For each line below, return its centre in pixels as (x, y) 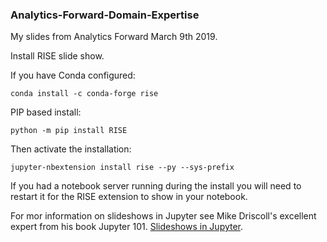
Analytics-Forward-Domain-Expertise (105, 15)
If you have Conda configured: (73, 75)
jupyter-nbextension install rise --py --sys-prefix (122, 168)
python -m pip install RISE (69, 131)
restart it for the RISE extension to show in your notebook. (129, 197)
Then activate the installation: (71, 149)
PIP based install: (46, 112)
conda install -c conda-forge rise (84, 94)
